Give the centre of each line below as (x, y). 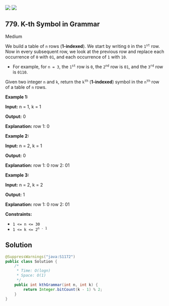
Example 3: (17, 175)
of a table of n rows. (26, 87)
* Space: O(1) (31, 276)
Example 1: (17, 97)
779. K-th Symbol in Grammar (52, 24)
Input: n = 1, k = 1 (23, 106)
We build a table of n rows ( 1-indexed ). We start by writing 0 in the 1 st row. (83, 46)
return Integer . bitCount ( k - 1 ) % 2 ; (63, 289)
